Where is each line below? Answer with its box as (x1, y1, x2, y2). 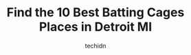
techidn (85, 41, 106, 50)
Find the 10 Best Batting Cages (6, 5, 185, 20)
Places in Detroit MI (38, 19, 153, 35)
